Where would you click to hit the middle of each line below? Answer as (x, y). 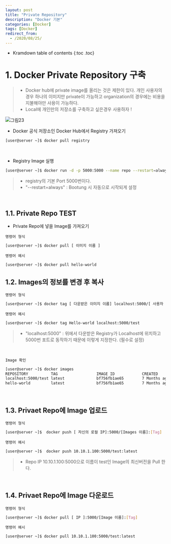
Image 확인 (16, 360)
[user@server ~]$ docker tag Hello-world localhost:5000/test (73, 323)
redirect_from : (21, 34)
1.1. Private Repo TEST (41, 213)
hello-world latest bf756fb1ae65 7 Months (83, 383)
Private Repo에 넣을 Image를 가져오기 (51, 226)
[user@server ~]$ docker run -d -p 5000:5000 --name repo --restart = (81, 170)
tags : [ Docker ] (21, 29)
